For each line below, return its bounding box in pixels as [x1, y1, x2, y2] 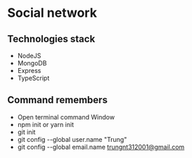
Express [17, 67, 41, 74]
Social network [7, 5, 97, 21]
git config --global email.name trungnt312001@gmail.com [17, 143, 185, 151]
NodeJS [17, 51, 41, 60]
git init [17, 128, 36, 136]
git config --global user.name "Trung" [17, 135, 127, 143]
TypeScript [17, 74, 50, 82]
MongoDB [17, 59, 47, 67]
